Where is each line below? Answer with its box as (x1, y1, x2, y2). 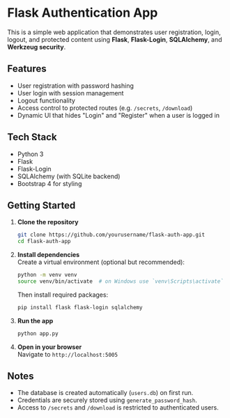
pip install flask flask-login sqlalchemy (17, 304, 143, 311)
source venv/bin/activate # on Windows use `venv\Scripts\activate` (17, 278, 224, 285)
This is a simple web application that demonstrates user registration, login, (7, 28, 221, 36)
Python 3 (17, 150, 44, 158)
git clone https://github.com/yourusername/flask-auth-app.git (17, 231, 206, 238)
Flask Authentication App (7, 5, 158, 21)
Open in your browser (17, 343, 82, 351)
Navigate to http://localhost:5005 (17, 350, 118, 358)
